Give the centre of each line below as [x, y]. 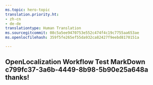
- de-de [13, 24]
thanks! [17, 78]
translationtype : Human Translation [43, 28]
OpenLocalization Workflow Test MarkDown [75, 62]
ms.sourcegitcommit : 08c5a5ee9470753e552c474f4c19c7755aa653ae [72, 33]
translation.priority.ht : [32, 14]
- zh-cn [13, 19]
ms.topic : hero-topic [28, 10]
